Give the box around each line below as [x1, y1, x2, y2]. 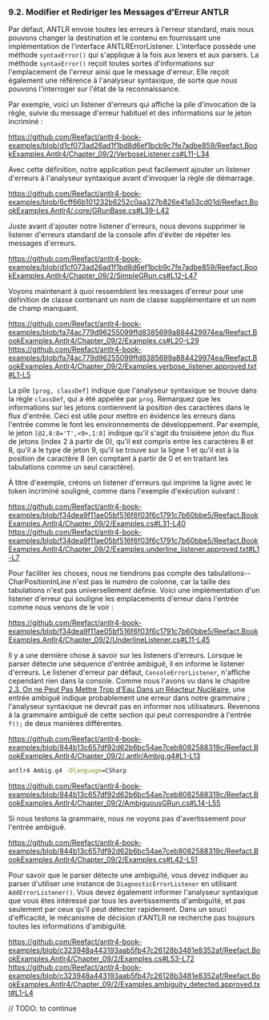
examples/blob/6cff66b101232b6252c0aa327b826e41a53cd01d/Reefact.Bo [8, 197, 259, 207]
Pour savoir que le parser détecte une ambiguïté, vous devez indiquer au [8, 870, 248, 880]
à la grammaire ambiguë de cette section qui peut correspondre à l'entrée [8, 710, 252, 720]
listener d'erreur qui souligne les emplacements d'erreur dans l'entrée [8, 594, 239, 603]
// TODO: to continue [8, 1004, 78, 1014]
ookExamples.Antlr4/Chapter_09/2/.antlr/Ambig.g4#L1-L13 [8, 752, 201, 761]
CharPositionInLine [8, 577, 71, 587]
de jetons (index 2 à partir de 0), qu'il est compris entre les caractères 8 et [8, 437, 254, 446]
